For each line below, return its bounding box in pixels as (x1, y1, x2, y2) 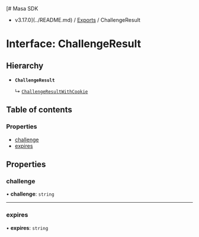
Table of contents (6, 105, 72, 115)
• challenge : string (6, 190, 54, 197)
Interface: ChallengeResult (6, 37, 142, 51)
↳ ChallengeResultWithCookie (14, 88, 88, 95)
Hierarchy (6, 60, 44, 70)
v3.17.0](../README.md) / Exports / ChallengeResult (14, 17, 141, 23)
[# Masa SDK (6, 5, 38, 12)
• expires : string (6, 224, 49, 231)
